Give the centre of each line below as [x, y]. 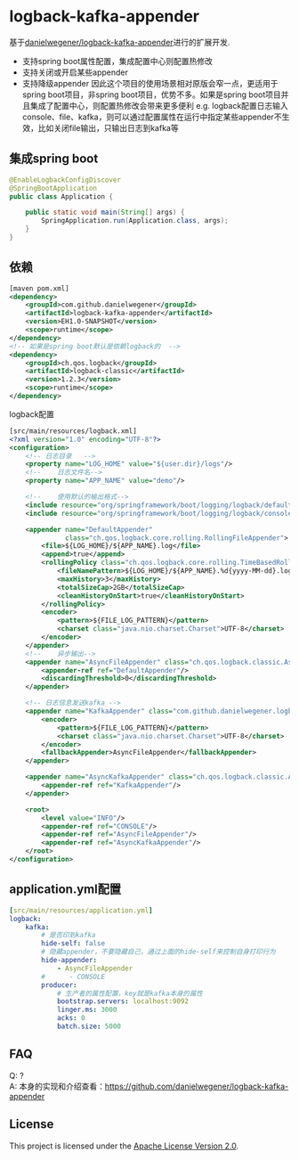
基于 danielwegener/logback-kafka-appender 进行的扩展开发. [120, 42]
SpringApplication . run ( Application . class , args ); [135, 221]
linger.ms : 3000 [87, 1010]
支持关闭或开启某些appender [75, 72]
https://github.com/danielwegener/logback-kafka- [197, 1086]
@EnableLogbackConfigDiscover [65, 180]
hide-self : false [73, 944]
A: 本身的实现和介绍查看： [57, 1086]
